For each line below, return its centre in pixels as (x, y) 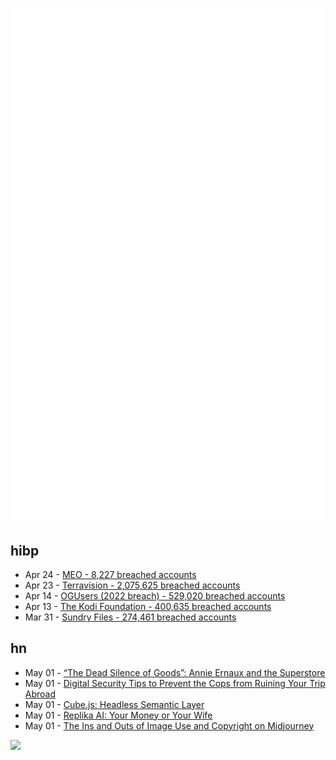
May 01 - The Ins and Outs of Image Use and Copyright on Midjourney (169, 725)
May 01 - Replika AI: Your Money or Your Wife (118, 715)
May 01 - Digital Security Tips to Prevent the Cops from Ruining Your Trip (175, 683)
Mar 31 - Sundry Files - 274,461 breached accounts (130, 617)
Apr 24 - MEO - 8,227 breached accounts (110, 574)
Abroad (40, 694)
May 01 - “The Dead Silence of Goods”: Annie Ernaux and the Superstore (175, 672)
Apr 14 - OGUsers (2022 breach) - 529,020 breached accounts (155, 595)
